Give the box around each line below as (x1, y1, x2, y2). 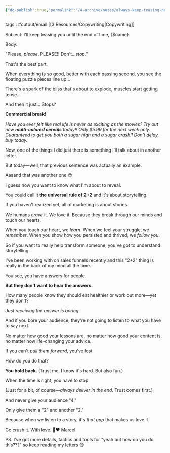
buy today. (5, 137, 28, 143)
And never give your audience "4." (5, 397, 77, 403)
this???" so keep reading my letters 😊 (5, 442, 84, 448)
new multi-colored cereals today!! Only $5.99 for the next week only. (5, 126, 151, 132)
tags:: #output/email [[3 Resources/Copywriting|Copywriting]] (5, 21, 135, 27)
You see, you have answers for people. (5, 273, 87, 279)
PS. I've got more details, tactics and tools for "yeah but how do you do (5, 436, 154, 442)
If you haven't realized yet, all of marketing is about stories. (5, 201, 129, 207)
